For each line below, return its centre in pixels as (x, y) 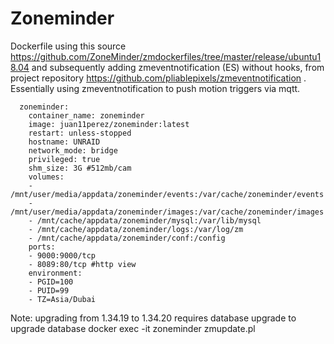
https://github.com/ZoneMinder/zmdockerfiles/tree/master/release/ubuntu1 (166, 56)
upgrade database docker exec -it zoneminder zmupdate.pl (133, 328)
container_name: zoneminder (86, 115)
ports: (42, 247)
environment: (55, 273)
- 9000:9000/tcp (62, 255)
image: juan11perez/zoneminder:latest (109, 124)
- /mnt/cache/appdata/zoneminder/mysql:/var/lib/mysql (145, 220)
